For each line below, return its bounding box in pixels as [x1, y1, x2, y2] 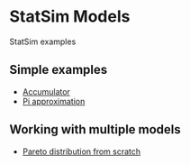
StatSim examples [9, 36, 77, 47]
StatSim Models [9, 6, 131, 27]
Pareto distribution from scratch [22, 146, 141, 157]
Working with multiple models [9, 122, 182, 137]
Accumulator [22, 86, 70, 96]
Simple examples [9, 62, 108, 78]
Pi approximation [22, 96, 86, 106]
